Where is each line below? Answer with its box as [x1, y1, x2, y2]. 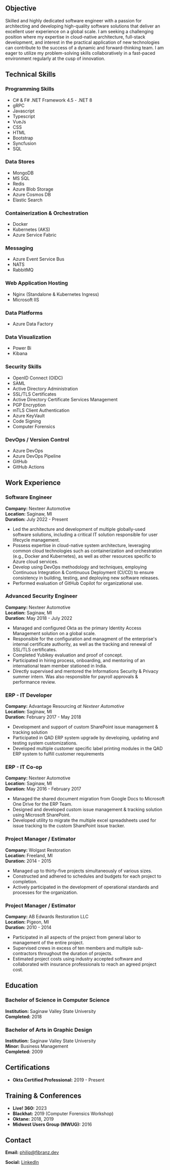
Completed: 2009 [5, 1048, 43, 1055]
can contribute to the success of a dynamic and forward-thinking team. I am [5, 44, 164, 50]
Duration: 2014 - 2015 [5, 858, 52, 864]
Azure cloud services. [12, 558, 59, 564]
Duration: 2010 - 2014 [5, 924, 52, 931]
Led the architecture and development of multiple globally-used [12, 526, 146, 532]
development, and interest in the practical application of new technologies [5, 39, 160, 45]
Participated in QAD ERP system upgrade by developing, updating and [12, 735, 159, 741]
